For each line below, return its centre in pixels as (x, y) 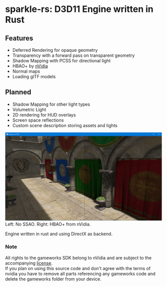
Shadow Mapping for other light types (51, 104)
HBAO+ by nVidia (30, 66)
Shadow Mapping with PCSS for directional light (61, 61)
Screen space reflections (38, 120)
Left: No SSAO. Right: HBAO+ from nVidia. (48, 224)
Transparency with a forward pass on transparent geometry (74, 55)
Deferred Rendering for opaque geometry (55, 50)
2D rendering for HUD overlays (44, 115)
